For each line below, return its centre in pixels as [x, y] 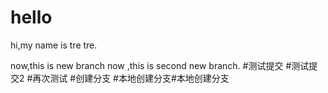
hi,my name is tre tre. [54, 45]
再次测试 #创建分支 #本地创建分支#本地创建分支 [131, 78]
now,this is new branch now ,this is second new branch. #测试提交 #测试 [160, 65]
